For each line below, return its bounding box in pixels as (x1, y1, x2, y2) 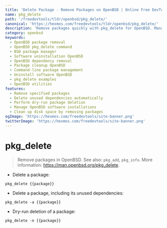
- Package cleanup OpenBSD (9, 63, 66, 68)
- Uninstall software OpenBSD (9, 72, 72, 77)
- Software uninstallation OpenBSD (9, 53, 83, 59)
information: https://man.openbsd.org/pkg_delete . (17, 162, 120, 168)
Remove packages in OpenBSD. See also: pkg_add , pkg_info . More (17, 157, 153, 163)
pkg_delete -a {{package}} (5, 200, 61, 205)
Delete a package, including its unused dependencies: (12, 190, 124, 196)
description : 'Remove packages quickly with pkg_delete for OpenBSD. (5, 26, 153, 31)
